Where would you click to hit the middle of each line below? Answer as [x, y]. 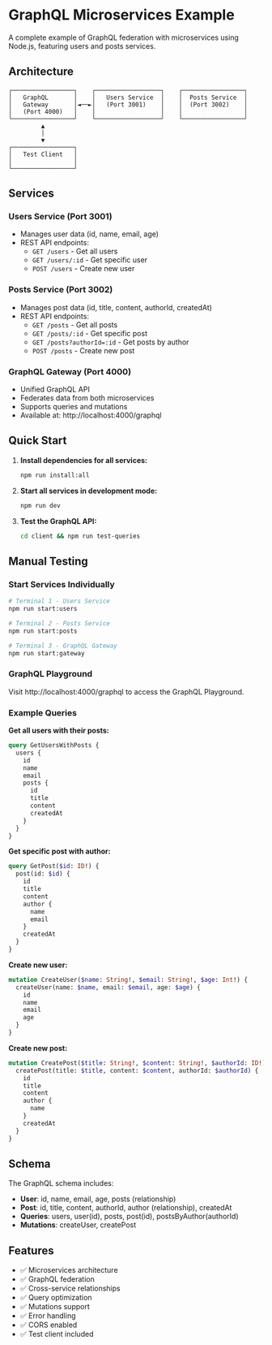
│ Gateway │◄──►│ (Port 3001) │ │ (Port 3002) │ [128, 104]
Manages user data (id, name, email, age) [89, 234]
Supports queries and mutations [74, 407]
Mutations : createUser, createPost [78, 1225]
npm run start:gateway [47, 653]
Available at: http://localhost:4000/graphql [91, 415]
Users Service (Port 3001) [60, 217]
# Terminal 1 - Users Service [59, 601]
